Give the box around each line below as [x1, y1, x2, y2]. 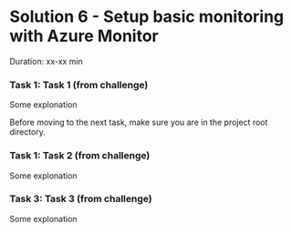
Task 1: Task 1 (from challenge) [9, 78, 149, 91]
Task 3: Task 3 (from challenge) [9, 193, 152, 206]
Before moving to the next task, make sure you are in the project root [9, 116, 268, 128]
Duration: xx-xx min [9, 56, 84, 66]
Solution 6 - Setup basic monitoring [9, 6, 285, 27]
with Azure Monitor [9, 25, 160, 46]
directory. [9, 127, 46, 137]
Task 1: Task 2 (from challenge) [9, 149, 151, 162]
